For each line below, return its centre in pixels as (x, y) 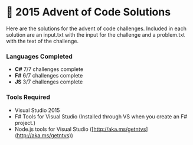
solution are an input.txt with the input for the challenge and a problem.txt (96, 34)
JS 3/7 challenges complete (49, 82)
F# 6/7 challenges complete (49, 76)
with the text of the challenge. (42, 41)
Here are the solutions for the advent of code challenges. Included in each (97, 28)
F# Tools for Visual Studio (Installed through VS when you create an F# (101, 116)
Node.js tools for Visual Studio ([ (54, 129)
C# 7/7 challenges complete (49, 69)
